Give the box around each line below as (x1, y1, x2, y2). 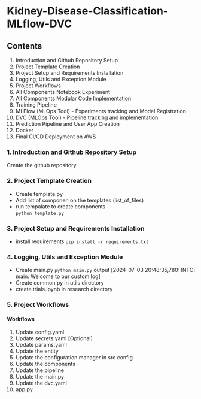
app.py (15, 386, 33, 393)
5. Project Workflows (7, 301, 69, 309)
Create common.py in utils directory (15, 279, 104, 286)
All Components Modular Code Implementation (15, 95, 132, 102)
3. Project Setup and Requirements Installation (7, 224, 145, 232)
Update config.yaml (15, 328, 65, 336)
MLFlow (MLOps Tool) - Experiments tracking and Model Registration (15, 108, 187, 114)
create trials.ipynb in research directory (15, 286, 113, 293)
